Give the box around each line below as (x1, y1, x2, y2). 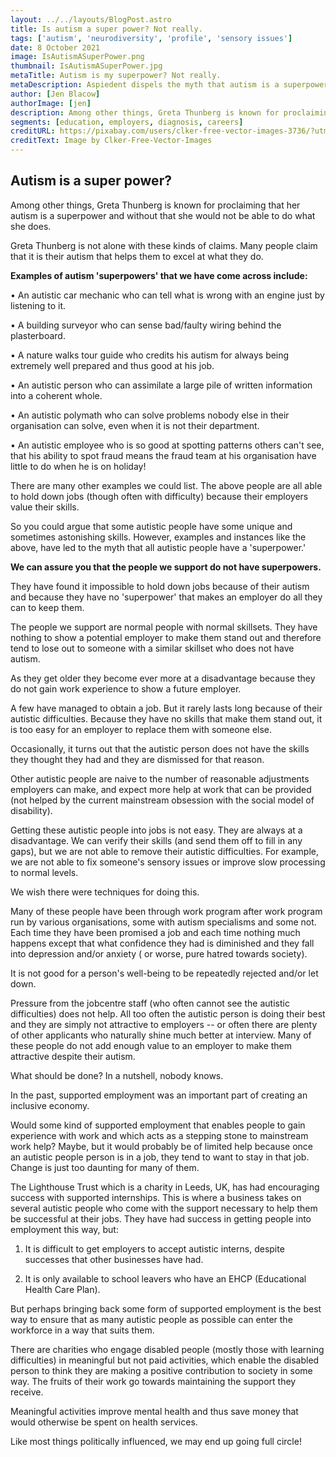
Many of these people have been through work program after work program (10, 905, 323, 917)
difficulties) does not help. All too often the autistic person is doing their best (10, 1007, 326, 1020)
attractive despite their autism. (10, 1050, 136, 1062)
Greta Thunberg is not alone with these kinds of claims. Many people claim (10, 239, 318, 251)
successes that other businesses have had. (24, 1253, 204, 1265)
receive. (10, 1386, 44, 1398)
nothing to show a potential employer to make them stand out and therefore (10, 631, 322, 643)
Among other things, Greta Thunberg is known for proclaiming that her (10, 199, 301, 211)
